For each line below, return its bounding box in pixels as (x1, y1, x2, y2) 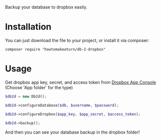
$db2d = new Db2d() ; (5, 94, 47, 99)
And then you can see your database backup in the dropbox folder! (5, 129, 140, 135)
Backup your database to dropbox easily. (5, 4, 88, 10)
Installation (5, 22, 52, 32)
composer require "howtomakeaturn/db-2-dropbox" (5, 47, 106, 52)
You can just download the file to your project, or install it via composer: (5, 37, 150, 43)
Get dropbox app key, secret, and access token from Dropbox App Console (5, 79, 156, 85)
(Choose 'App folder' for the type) (5, 84, 73, 90)
